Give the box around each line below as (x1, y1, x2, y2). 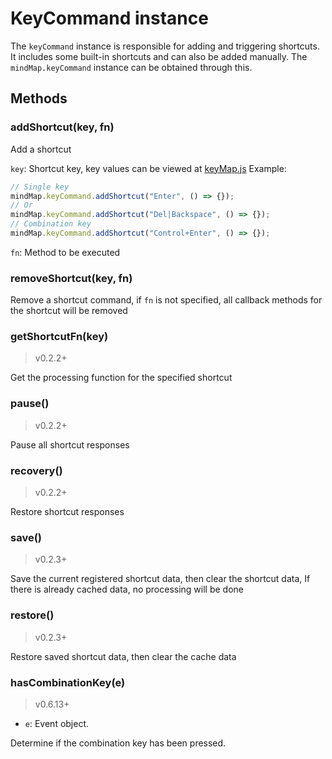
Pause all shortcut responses (10, 438, 130, 451)
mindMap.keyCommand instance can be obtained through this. (10, 61, 253, 73)
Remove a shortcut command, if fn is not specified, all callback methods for (10, 294, 323, 306)
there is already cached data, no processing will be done (10, 583, 245, 596)
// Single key (10, 182, 70, 192)
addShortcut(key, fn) (10, 120, 115, 134)
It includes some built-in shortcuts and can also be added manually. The (10, 50, 308, 62)
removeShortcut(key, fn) (10, 271, 133, 285)
